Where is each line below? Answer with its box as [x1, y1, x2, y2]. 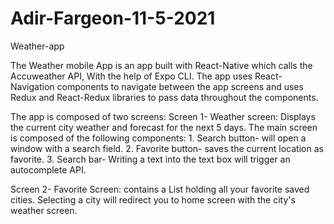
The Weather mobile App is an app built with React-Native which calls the [10, 59, 313, 71]
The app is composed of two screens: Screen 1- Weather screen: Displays [10, 110, 316, 122]
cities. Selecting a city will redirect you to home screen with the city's [10, 193, 296, 206]
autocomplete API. [10, 163, 87, 176]
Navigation [10, 80, 55, 92]
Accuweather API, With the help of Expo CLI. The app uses [10, 70, 253, 82]
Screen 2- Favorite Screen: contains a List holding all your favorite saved [10, 183, 310, 195]
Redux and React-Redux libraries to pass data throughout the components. [10, 91, 319, 103]
